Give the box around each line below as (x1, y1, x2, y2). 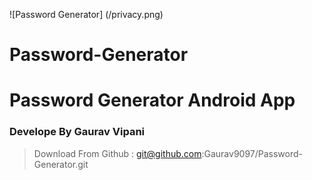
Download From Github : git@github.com (33, 147, 202, 159)
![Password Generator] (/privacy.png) (9, 9, 164, 20)
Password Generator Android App (9, 89, 296, 112)
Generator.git (33, 158, 89, 170)
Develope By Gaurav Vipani (9, 125, 146, 139)
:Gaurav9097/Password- (201, 147, 304, 159)
